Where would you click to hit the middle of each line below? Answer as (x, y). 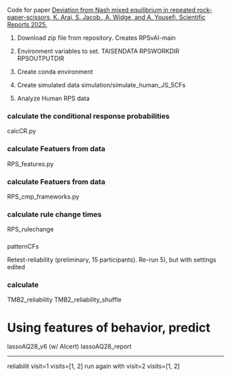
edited (16, 267)
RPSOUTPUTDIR (41, 58)
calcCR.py (22, 131)
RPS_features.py (30, 163)
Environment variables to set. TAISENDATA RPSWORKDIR (98, 51)
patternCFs (23, 247)
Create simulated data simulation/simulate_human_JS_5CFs (101, 85)
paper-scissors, (30, 17)
